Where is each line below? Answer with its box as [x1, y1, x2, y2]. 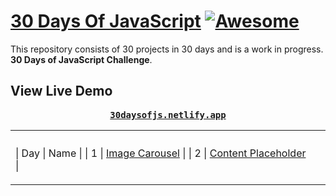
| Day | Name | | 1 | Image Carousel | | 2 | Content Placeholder [15, 146, 307, 160]
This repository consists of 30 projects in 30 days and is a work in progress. [10, 43, 324, 55]
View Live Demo [10, 83, 113, 100]
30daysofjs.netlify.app [109, 109, 227, 120]
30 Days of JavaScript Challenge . [10, 53, 153, 65]
